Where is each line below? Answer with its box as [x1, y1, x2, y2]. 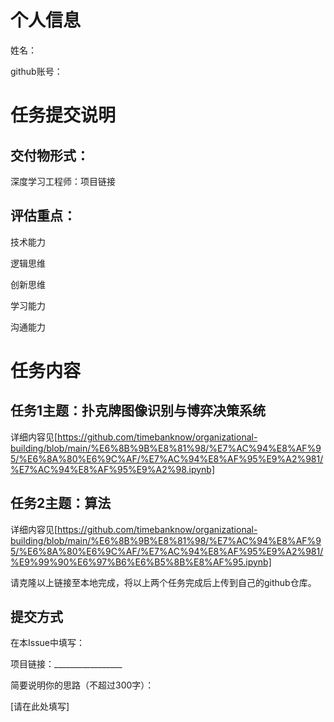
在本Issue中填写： [10, 637, 85, 649]
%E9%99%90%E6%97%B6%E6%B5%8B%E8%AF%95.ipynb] [10, 556, 272, 568]
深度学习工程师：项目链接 [10, 175, 116, 187]
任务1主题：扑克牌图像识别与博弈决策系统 [10, 402, 267, 420]
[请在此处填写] [10, 701, 70, 713]
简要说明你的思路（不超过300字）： [10, 679, 155, 691]
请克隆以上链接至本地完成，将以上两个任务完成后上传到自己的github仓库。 [10, 576, 317, 588]
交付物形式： [10, 147, 90, 164]
